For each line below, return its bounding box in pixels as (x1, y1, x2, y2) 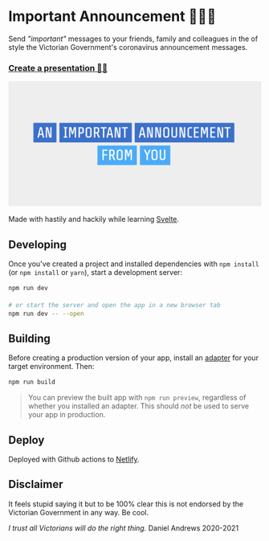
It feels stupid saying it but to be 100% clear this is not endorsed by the (8, 498, 243, 509)
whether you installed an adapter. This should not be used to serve (27, 401, 250, 411)
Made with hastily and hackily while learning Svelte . (8, 215, 179, 224)
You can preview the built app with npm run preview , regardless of (27, 393, 247, 403)
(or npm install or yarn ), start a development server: (8, 268, 183, 277)
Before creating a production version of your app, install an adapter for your (8, 353, 259, 363)
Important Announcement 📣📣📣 (8, 7, 217, 26)
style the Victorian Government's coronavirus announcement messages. (8, 42, 248, 51)
